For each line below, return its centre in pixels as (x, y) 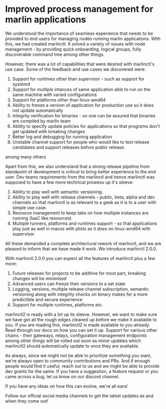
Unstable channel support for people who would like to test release (81, 142)
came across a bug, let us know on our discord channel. (62, 376)
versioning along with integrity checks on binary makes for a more (80, 294)
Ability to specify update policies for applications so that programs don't (86, 126)
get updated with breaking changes (49, 131)
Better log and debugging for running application (62, 137)
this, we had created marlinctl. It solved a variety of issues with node (75, 44)
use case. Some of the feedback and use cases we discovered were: (76, 69)
